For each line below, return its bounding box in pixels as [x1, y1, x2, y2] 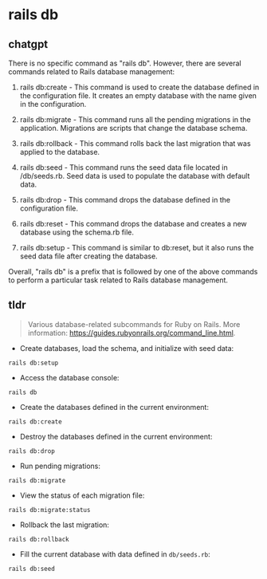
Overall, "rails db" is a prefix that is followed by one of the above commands [8, 267, 258, 276]
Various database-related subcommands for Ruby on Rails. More [27, 319, 241, 329]
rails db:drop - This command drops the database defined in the [19, 195, 231, 204]
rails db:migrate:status [8, 506, 91, 514]
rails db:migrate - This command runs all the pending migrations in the [19, 115, 251, 124]
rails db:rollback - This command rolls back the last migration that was [19, 139, 251, 148]
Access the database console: [19, 372, 120, 382]
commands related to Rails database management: [8, 67, 175, 77]
